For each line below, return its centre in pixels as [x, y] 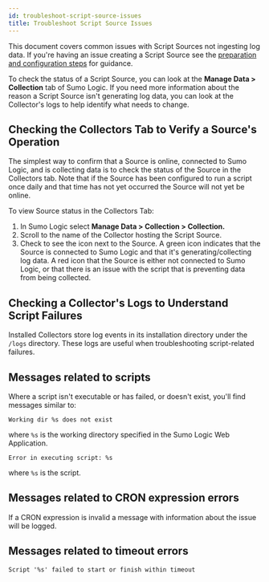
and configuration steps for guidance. [71, 63]
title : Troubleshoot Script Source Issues [80, 23]
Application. [28, 443]
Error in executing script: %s [61, 458]
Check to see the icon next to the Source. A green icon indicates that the [140, 244]
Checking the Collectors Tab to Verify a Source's [132, 129]
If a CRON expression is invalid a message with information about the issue [132, 517]
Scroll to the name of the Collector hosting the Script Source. [121, 235]
